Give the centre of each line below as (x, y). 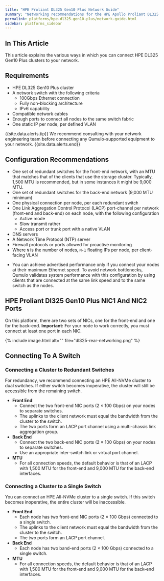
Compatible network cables (40, 114)
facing (19, 255)
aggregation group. (39, 432)
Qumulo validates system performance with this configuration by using (83, 275)
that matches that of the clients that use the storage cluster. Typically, (82, 176)
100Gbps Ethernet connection (49, 98)
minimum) (22, 198)
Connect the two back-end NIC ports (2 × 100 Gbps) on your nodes (87, 442)
